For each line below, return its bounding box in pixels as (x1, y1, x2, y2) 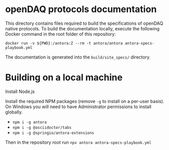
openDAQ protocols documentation (5, 4, 157, 15)
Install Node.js (5, 88, 35, 94)
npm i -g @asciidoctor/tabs (12, 125, 72, 130)
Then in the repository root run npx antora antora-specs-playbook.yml (5, 139, 152, 145)
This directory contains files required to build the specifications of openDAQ (5, 20, 163, 26)
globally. (5, 109, 23, 115)
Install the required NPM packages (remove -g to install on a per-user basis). (5, 98, 164, 104)
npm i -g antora (12, 120, 47, 125)
